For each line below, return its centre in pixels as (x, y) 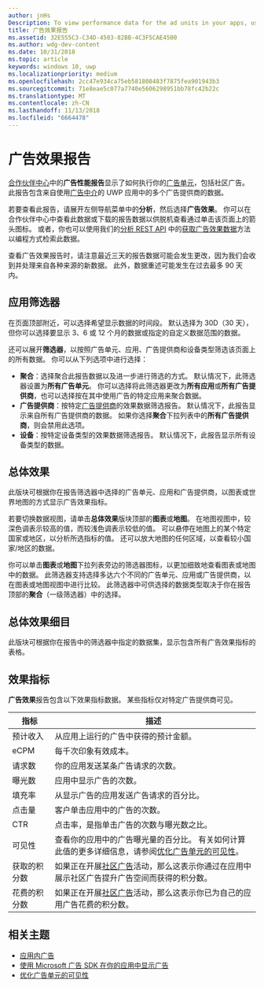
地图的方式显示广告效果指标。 (63, 502)
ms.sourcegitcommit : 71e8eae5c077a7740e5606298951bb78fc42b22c (114, 89)
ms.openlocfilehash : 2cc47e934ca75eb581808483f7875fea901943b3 (114, 81)
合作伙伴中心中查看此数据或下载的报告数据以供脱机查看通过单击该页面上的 (128, 219)
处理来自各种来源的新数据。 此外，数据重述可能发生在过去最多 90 (128, 265)
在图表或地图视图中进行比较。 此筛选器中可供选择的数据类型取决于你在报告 (130, 585)
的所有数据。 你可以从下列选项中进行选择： (78, 359)
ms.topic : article (38, 60)
